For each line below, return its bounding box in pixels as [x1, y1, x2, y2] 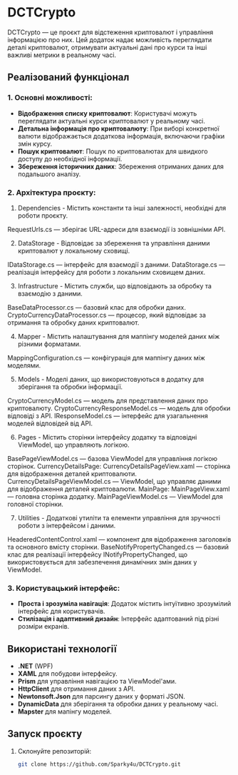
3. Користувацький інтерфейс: [7, 583, 120, 593]
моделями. [7, 361, 41, 370]
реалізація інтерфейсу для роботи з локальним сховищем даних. [7, 268, 206, 276]
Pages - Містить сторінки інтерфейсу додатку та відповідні [17, 432, 197, 441]
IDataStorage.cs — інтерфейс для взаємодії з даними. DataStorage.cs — [7, 260, 226, 268]
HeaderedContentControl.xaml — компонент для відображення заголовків [7, 535, 232, 543]
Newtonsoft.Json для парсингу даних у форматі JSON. [17, 692, 185, 701]
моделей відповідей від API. [7, 419, 93, 427]
